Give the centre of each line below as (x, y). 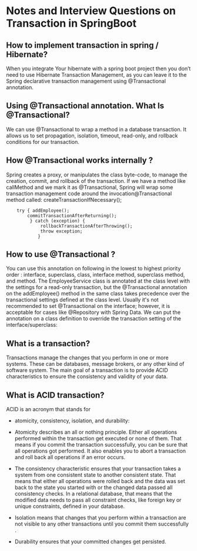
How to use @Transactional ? (61, 255)
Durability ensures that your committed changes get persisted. (90, 542)
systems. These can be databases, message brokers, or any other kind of (95, 364)
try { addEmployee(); (43, 211)
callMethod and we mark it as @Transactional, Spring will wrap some (90, 187)
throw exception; (61, 231)
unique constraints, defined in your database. (70, 506)
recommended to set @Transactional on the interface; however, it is (88, 306)
